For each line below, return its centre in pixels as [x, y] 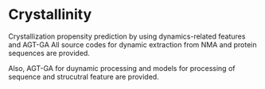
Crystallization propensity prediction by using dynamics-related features [127, 36]
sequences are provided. [49, 53]
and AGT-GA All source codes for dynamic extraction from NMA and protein [132, 44]
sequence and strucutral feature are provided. [84, 76]
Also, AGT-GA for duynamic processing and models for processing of [122, 68]
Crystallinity [50, 15]
